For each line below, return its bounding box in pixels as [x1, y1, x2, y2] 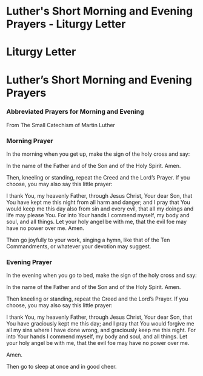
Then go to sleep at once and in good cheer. [6, 363, 117, 371]
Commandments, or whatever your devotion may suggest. [6, 243, 151, 250]
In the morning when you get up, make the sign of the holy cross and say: [6, 150, 190, 158]
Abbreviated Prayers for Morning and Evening [6, 108, 144, 116]
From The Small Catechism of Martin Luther [6, 121, 115, 128]
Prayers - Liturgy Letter [6, 17, 126, 31]
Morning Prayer [6, 136, 53, 145]
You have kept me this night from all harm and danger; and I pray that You [6, 199, 191, 206]
